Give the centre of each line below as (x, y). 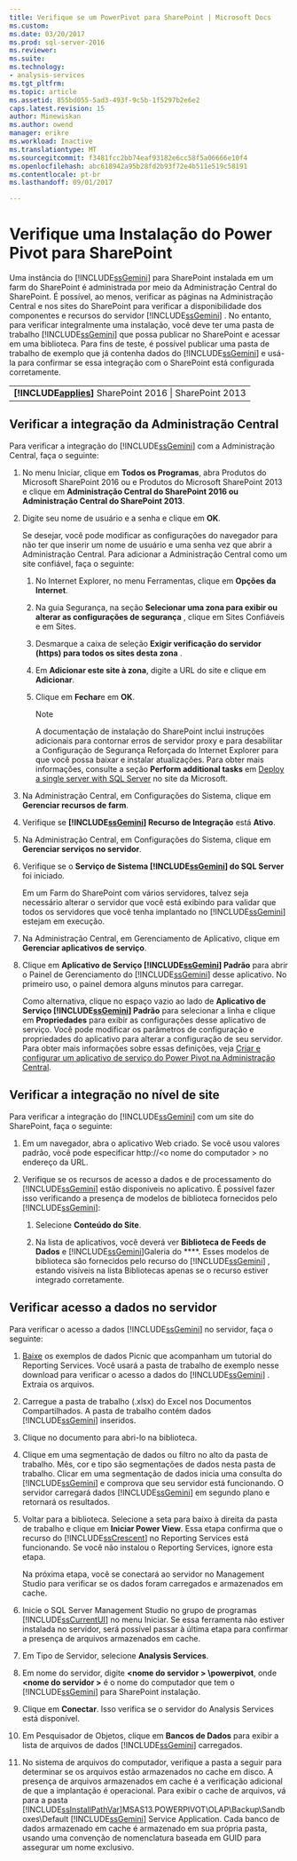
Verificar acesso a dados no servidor (113, 1308)
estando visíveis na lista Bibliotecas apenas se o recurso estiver (152, 1270)
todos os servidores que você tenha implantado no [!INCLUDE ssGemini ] (154, 911)
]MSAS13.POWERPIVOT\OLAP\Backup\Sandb (202, 1809)
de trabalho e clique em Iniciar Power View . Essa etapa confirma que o (152, 1528)
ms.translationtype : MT (53, 149)
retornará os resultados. (66, 1501)
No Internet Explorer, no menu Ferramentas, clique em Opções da (156, 581)
